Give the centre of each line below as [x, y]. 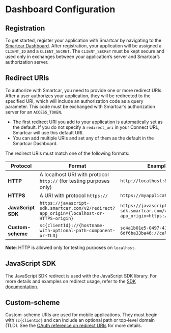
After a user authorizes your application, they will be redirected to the [78, 96]
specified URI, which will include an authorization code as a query [74, 101]
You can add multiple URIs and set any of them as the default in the [83, 138]
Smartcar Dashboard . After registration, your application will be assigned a [83, 46]
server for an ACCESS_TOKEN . [34, 112]
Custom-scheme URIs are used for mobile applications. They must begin [81, 315]
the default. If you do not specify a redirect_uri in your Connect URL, [86, 127]
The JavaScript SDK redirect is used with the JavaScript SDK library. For [81, 275]
